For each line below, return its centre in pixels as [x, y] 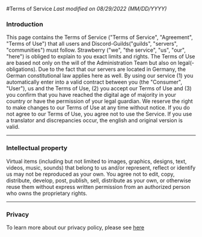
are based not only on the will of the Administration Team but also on [91, 63]
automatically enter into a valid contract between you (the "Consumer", [94, 82]
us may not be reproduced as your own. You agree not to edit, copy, [90, 174]
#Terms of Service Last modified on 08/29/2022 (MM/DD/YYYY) [87, 9]
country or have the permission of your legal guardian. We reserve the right [100, 101]
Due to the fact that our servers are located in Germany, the [112, 69]
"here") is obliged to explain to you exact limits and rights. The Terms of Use [101, 57]
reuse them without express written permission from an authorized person [98, 186]
